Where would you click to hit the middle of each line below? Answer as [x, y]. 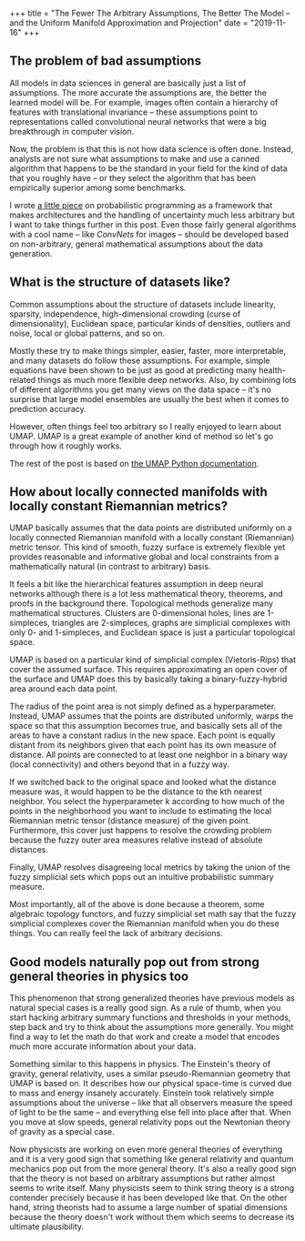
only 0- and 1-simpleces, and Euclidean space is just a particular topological [152, 632]
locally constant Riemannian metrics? [119, 506]
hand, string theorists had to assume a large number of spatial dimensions [149, 1207]
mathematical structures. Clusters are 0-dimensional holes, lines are [137, 613]
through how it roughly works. [66, 446]
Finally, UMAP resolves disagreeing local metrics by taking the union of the [150, 867]
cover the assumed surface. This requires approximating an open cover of [149, 670]
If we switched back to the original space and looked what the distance [143, 782]
